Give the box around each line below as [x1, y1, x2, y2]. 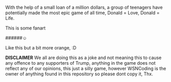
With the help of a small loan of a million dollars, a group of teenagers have [5, 5, 163, 10]
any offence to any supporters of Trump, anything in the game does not [5, 60, 156, 66]
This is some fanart [5, 25, 46, 31]
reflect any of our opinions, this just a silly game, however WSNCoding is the [5, 66, 166, 71]
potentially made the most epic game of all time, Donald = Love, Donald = [5, 10, 160, 16]
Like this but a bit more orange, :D [5, 45, 77, 50]
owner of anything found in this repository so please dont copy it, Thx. [5, 71, 153, 77]
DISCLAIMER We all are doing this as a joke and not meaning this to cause [5, 54, 162, 61]
